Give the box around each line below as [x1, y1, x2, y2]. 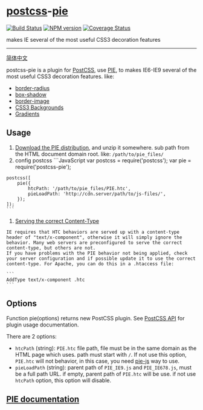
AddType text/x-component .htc [6, 277, 85, 283]
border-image [14, 97, 50, 104]
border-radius [14, 84, 50, 91]
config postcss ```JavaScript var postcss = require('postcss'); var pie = [14, 156, 192, 164]
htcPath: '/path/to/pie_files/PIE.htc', [28, 185, 131, 191]
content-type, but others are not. [6, 245, 96, 251]
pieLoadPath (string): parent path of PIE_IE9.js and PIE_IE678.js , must [14, 363, 192, 371]
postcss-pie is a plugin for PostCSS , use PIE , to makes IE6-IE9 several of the [6, 66, 197, 73]
